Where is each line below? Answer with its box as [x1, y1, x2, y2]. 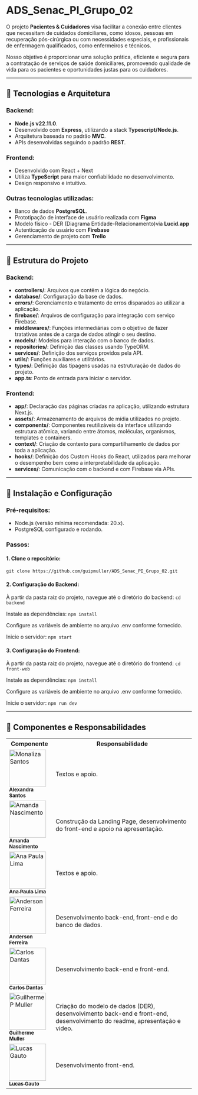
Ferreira [9, 940, 28, 946]
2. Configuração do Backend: [6, 581, 80, 588]
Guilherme [9, 1029, 34, 1036]
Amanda [9, 837, 29, 844]
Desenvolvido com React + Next [14, 167, 93, 174]
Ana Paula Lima [9, 888, 47, 895]
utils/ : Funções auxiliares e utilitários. [14, 355, 106, 362]
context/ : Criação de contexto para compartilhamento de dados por [14, 440, 180, 448]
